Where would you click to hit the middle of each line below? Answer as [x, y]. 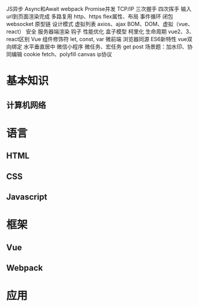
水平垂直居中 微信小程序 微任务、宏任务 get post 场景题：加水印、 [105, 47]
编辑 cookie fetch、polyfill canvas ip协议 [62, 54]
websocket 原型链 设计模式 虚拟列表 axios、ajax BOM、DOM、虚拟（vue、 [100, 24]
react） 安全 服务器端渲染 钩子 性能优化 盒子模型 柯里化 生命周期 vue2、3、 [100, 31]
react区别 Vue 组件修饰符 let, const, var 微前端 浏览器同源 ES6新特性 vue [97, 39]
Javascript [27, 197]
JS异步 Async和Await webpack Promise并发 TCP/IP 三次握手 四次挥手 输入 [99, 9]
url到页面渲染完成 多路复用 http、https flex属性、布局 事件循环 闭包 [90, 16]
